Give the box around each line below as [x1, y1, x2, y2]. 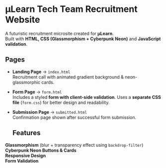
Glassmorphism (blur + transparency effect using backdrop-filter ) [5, 142, 144, 148]
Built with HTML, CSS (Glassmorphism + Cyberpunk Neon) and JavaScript [5, 36, 161, 42]
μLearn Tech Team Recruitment [5, 3, 138, 15]
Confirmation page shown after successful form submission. [12, 114, 137, 120]
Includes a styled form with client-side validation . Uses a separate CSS [12, 94, 162, 100]
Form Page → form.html [12, 88, 62, 95]
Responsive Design [5, 153, 46, 159]
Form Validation [5, 158, 39, 164]
